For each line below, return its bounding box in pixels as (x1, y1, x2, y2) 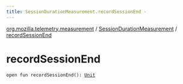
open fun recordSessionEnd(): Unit (6, 72, 96, 78)
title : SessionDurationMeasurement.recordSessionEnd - (6, 8, 147, 15)
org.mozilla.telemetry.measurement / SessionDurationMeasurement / (6, 25, 178, 32)
